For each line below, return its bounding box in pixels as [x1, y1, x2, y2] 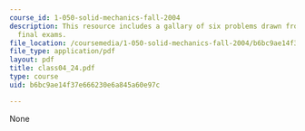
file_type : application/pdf [9, 47, 116, 56]
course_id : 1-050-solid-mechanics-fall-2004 [9, 13, 181, 23]
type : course [9, 72, 59, 81]
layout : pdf [9, 55, 54, 64]
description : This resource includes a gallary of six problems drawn [9, 22, 282, 31]
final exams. [17, 30, 67, 39]
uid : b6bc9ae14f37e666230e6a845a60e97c [9, 80, 161, 89]
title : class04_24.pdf [9, 64, 95, 73]
